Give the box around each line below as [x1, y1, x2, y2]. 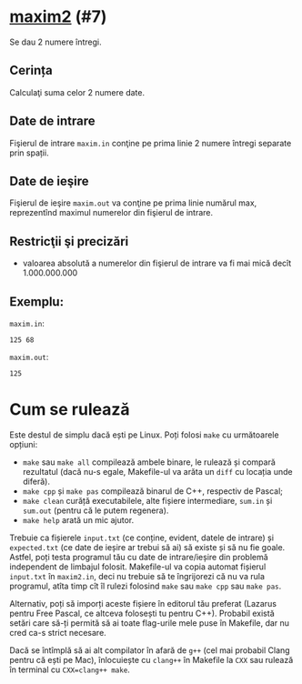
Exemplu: [9, 294, 65, 309]
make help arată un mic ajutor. [22, 514, 135, 525]
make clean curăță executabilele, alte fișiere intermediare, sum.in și [22, 495, 273, 506]
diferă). [22, 476, 50, 487]
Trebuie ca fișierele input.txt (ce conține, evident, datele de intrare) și [9, 532, 275, 543]
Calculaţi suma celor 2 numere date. [9, 86, 146, 97]
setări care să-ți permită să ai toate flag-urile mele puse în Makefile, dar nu [9, 617, 289, 629]
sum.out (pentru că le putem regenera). [22, 505, 169, 516]
